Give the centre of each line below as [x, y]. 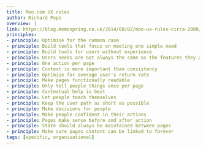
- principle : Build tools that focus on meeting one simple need [91, 47]
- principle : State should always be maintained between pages [89, 126]
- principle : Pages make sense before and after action [79, 120]
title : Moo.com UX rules [38, 12]
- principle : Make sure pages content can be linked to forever [90, 132]
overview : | [21, 23]
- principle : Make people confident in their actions [77, 114]
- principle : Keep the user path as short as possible [78, 103]
